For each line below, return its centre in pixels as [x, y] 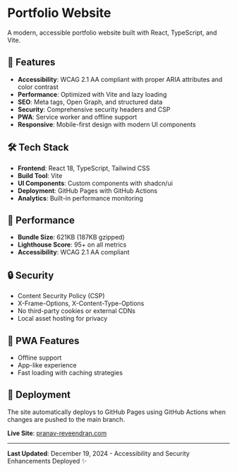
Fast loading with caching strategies [70, 373]
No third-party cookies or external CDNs [77, 311]
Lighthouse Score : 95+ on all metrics [72, 244]
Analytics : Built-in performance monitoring [80, 198]
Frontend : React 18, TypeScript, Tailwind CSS [84, 168]
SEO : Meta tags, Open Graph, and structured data [90, 102]
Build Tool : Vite [40, 175]
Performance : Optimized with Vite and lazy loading [92, 94]
